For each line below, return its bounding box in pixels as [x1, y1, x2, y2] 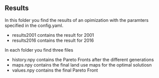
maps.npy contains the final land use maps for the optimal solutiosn [12, 62, 152, 68]
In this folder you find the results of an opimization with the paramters [5, 17, 149, 23]
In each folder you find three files [5, 47, 74, 53]
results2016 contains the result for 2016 [12, 37, 94, 43]
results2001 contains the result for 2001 [12, 32, 94, 38]
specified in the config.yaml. [5, 22, 64, 28]
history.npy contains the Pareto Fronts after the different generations [12, 57, 154, 63]
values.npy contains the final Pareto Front [12, 67, 98, 73]
